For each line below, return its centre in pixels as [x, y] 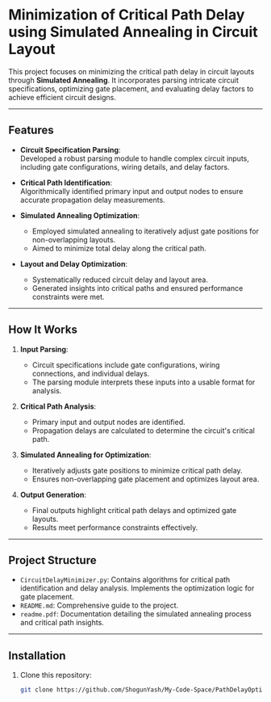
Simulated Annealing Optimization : [80, 215]
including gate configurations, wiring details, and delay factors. [125, 166]
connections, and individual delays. [91, 373]
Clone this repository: [56, 675]
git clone [37, 690]
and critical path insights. [62, 623]
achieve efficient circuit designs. [63, 97]
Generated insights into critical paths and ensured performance [138, 288]
